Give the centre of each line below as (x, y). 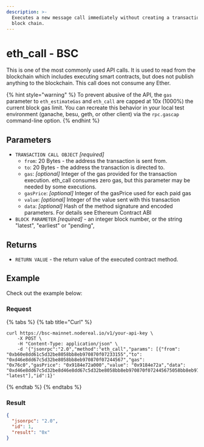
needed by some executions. (60, 187)
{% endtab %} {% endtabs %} (44, 387)
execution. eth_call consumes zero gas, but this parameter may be (107, 181)
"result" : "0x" (31, 432)
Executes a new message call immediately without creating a (91, 18)
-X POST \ (30, 339)
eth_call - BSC (42, 53)
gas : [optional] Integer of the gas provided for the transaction (100, 174)
